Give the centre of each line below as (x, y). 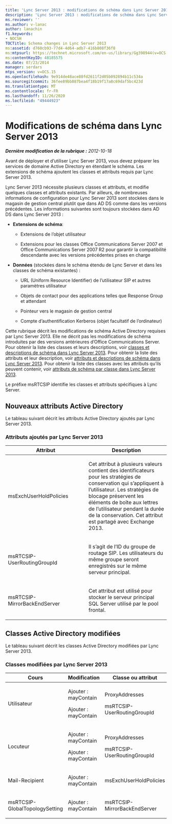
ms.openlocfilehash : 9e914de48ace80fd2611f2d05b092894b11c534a (74, 77)
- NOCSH (14, 39)
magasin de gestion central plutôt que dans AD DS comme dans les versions (86, 203)
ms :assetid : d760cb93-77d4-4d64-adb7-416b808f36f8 (60, 48)
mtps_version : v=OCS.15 (31, 72)
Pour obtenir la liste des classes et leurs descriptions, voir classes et (78, 347)
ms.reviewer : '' (23, 19)
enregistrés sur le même (118, 566)
